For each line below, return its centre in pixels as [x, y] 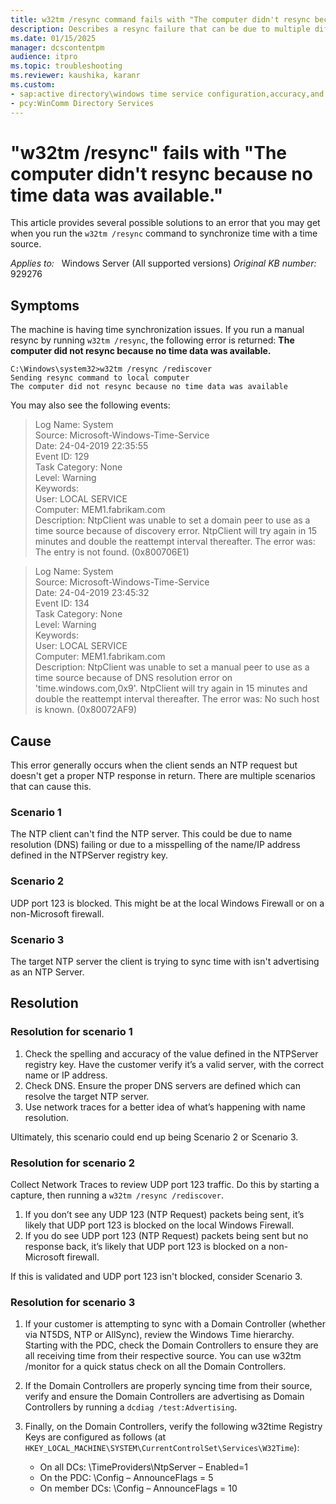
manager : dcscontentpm [57, 47]
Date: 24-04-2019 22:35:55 [91, 446]
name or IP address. [66, 1075]
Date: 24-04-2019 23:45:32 [92, 593]
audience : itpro [44, 57]
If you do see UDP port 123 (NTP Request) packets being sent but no [166, 1235]
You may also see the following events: [90, 405]
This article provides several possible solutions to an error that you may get [165, 223]
